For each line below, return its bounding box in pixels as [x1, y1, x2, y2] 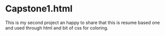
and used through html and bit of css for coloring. [5, 24, 108, 30]
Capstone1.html [5, 3, 73, 14]
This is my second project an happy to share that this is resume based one [5, 19, 160, 25]
